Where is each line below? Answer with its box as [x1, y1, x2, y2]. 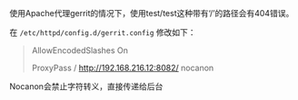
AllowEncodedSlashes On [31, 45, 129, 56]
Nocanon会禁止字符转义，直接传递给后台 [9, 81, 164, 92]
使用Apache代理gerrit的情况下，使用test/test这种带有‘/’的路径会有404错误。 [9, 8, 294, 18]
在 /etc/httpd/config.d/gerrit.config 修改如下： [9, 27, 197, 38]
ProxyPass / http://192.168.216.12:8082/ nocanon [31, 62, 214, 73]
